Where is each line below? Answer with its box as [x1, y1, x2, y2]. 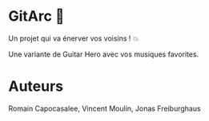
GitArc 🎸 [8, 7, 65, 25]
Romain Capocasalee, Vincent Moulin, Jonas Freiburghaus [8, 103, 202, 113]
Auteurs [8, 77, 64, 96]
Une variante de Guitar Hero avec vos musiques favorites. [8, 49, 199, 59]
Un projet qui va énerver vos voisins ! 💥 [8, 33, 139, 43]
